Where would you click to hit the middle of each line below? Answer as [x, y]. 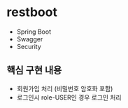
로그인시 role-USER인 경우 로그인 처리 [69, 97]
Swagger [30, 39]
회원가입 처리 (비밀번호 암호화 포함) [65, 88]
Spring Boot [34, 32]
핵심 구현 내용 [34, 70]
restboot [32, 12]
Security [29, 46]
